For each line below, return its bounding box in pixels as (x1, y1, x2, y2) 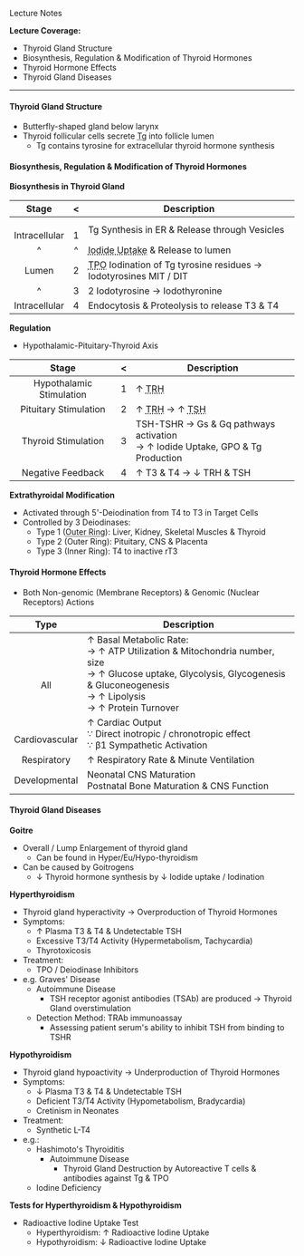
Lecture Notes (9, 8, 63, 18)
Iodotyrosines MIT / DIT (87, 270, 188, 283)
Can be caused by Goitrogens (22, 861, 134, 873)
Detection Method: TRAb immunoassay (35, 1012, 183, 1023)
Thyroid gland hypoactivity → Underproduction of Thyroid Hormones (22, 1067, 280, 1077)
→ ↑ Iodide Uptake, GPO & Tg (135, 440, 262, 453)
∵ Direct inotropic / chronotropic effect (87, 727, 252, 739)
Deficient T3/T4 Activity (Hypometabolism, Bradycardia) (35, 1096, 246, 1106)
